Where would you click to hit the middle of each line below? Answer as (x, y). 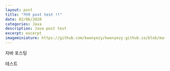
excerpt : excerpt (24, 33)
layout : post (19, 10)
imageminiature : (22, 38)
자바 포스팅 (16, 53)
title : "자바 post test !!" (34, 15)
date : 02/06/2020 (24, 19)
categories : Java (24, 24)
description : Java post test (36, 29)
